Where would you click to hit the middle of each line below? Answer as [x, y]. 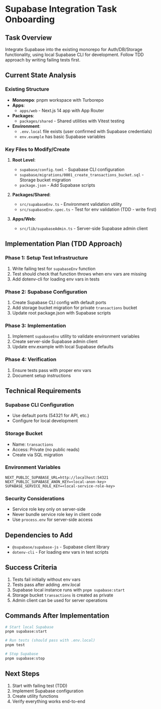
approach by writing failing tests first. [43, 60]
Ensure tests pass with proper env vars [52, 370]
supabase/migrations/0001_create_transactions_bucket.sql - [81, 174]
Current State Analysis [41, 75]
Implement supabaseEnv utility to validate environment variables [76, 336]
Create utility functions [35, 696]
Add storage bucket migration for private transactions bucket [75, 308]
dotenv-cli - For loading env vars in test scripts [60, 552]
